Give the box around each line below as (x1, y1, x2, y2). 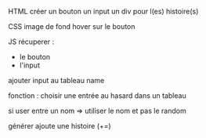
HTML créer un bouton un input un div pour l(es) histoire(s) (8, 7, 199, 16)
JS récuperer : (8, 37, 55, 46)
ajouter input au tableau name (8, 76, 105, 85)
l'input (19, 60, 41, 70)
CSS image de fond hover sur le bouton (8, 22, 136, 31)
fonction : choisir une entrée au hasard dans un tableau (8, 91, 186, 100)
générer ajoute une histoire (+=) (8, 122, 111, 130)
